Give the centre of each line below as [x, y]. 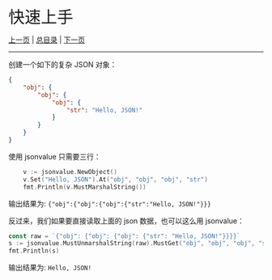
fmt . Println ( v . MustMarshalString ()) [85, 187]
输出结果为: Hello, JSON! [50, 268]
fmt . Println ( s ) [34, 251]
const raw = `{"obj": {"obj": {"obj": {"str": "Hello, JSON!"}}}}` [125, 236]
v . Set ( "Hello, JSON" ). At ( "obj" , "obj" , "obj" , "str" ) [115, 179]
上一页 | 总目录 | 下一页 [47, 40]
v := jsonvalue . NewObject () [70, 172]
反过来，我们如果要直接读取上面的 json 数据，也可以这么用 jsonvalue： [126, 221]
